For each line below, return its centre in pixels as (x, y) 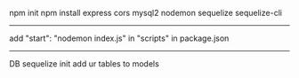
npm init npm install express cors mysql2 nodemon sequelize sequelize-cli (146, 13)
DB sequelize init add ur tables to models (85, 64)
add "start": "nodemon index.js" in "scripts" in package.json (119, 38)
